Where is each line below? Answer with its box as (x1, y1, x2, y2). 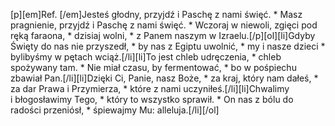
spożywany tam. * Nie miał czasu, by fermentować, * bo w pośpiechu (10, 62, 297, 73)
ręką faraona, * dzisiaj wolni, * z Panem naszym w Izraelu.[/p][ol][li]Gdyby (10, 30, 316, 41)
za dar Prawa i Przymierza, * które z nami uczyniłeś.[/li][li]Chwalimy (10, 83, 290, 94)
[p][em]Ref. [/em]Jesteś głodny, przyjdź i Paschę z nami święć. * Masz (10, 9, 303, 20)
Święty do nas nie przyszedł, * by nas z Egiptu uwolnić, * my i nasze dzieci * (10, 40, 326, 52)
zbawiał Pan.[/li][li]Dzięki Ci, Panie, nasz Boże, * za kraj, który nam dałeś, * (10, 72, 319, 84)
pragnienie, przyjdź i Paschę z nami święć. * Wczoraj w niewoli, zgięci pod (10, 19, 318, 31)
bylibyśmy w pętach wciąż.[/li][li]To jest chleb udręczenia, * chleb (10, 51, 282, 63)
